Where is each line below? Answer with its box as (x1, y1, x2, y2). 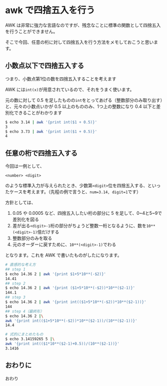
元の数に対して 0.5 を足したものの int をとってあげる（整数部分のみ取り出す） (5, 97, 163, 103)
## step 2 (5, 281, 26, 286)
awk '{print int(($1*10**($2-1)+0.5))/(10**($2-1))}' (5, 341, 120, 346)
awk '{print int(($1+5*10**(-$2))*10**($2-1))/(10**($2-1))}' (5, 318, 137, 323)
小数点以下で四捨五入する (5, 61, 84, 70)
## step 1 (5, 267, 26, 272)
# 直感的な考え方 (5, 262, 36, 268)
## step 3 (5, 295, 26, 300)
